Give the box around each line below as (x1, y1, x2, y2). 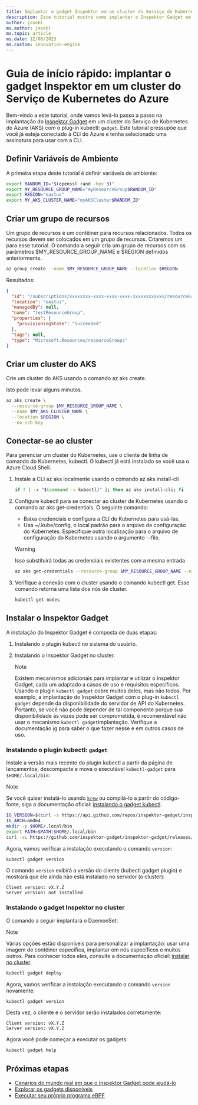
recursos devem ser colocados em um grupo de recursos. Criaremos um (6, 236, 183, 243)
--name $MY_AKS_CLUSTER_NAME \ (11, 408, 88, 414)
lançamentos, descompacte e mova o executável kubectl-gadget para (6, 766, 176, 773)
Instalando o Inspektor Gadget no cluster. (14, 652, 115, 659)
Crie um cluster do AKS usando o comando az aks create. (6, 375, 147, 382)
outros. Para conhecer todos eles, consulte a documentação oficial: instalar (6, 952, 190, 959)
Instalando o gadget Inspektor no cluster (6, 904, 125, 912)
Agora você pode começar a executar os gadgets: (6, 1036, 128, 1043)
